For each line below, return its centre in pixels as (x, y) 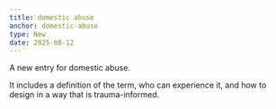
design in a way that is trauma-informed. (85, 95)
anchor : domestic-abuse (54, 26)
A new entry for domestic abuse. (70, 68)
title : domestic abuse (52, 17)
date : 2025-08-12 (42, 42)
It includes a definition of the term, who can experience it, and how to (138, 85)
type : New (28, 34)
